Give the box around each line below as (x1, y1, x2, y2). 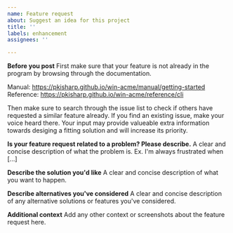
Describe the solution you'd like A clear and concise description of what (7, 168, 219, 177)
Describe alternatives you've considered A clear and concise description (7, 189, 222, 198)
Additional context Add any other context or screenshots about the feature (7, 211, 225, 219)
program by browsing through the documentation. (7, 69, 152, 78)
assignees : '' (7, 36, 49, 44)
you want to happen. (7, 176, 67, 185)
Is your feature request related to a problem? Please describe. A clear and (7, 140, 226, 148)
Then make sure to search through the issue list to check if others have (7, 104, 213, 112)
